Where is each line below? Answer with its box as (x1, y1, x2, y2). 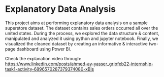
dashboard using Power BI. (16, 46, 71, 52)
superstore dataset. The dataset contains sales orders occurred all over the (5, 25, 159, 31)
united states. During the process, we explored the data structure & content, (5, 30, 160, 36)
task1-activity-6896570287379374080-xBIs (5, 66, 95, 72)
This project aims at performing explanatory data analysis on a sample (5, 20, 148, 26)
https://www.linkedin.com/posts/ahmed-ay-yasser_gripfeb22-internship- (5, 61, 154, 67)
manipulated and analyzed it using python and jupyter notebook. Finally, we (5, 36, 159, 41)
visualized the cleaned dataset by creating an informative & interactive (5, 40, 148, 46)
